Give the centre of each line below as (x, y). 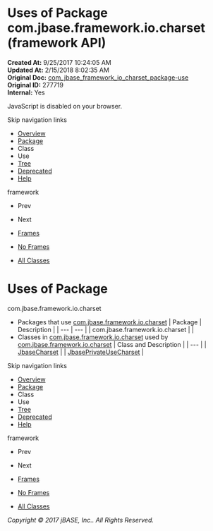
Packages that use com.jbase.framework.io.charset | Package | (110, 322)
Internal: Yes (26, 92)
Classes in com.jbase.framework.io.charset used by (93, 337)
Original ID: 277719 (35, 85)
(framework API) (57, 43)
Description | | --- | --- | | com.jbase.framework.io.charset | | (105, 329)
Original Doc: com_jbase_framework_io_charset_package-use (98, 77)
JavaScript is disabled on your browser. (65, 106)
